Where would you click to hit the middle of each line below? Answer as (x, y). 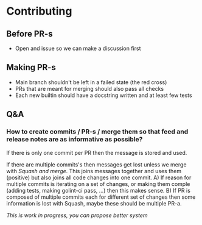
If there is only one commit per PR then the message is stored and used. (97, 152)
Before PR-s (30, 34)
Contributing (39, 11)
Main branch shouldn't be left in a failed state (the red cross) (91, 82)
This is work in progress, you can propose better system (77, 215)
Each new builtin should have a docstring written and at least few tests (104, 95)
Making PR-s (31, 67)
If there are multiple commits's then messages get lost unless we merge (96, 164)
